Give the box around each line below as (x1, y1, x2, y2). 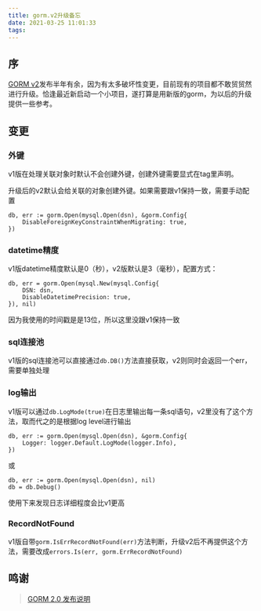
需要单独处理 (8, 366, 49, 375)
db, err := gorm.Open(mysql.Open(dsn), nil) (8, 476, 156, 484)
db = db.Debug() (8, 483, 61, 491)
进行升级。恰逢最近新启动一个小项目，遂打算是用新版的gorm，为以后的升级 (8, 90, 252, 99)
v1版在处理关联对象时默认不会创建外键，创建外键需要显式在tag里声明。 (8, 169, 238, 178)
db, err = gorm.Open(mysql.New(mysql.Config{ (8, 280, 159, 287)
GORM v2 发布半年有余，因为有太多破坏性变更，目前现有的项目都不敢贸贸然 (8, 79, 252, 89)
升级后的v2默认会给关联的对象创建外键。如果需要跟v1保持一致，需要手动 (8, 185, 243, 195)
